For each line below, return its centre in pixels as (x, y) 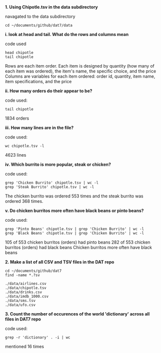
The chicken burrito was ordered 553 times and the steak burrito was (74, 196)
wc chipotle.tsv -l (25, 146)
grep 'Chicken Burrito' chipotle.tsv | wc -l (52, 183)
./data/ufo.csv (20, 305)
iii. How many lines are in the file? (39, 128)
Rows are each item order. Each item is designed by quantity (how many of (80, 66)
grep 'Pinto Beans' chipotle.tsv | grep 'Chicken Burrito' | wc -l (75, 229)
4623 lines (16, 155)
